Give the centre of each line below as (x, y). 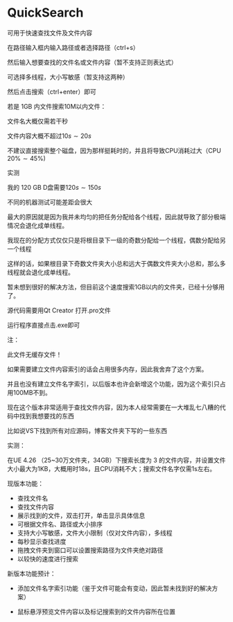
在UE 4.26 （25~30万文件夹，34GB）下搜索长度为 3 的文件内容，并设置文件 (116, 460)
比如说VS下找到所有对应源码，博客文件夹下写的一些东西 (87, 430)
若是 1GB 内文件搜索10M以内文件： (57, 106)
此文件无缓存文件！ (35, 354)
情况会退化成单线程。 (37, 225)
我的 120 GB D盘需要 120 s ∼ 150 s (54, 187)
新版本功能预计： (32, 574)
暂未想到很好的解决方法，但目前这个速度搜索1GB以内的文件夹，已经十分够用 (116, 287)
